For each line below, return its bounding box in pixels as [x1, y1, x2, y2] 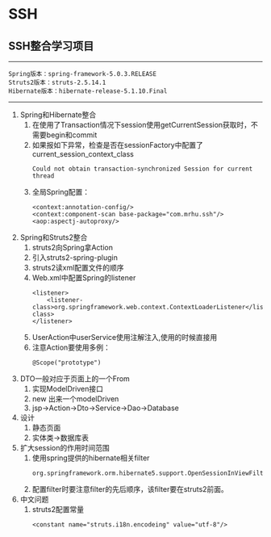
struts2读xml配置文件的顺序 [31, 263, 124, 272]
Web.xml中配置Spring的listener [31, 273, 136, 283]
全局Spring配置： [31, 187, 90, 196]
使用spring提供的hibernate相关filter [31, 453, 150, 463]
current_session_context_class [31, 149, 135, 158]
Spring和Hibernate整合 [19, 110, 97, 120]
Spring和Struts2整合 [19, 233, 88, 242]
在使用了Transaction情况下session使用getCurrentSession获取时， [31, 120, 252, 129]
